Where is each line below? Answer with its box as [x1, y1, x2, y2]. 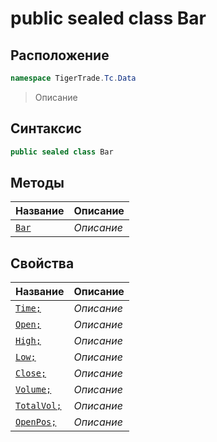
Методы [10, 174, 65, 191]
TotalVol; [15, 400, 62, 412]
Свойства [10, 255, 75, 272]
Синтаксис [10, 120, 82, 137]
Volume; [15, 384, 52, 396]
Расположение [10, 47, 110, 64]
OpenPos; [15, 417, 57, 428]
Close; [15, 368, 47, 379]
